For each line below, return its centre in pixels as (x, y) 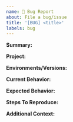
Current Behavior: (29, 79)
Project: (16, 56)
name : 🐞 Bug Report (30, 12)
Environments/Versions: (37, 68)
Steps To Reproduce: (32, 102)
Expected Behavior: (31, 91)
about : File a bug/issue (36, 17)
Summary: (19, 45)
